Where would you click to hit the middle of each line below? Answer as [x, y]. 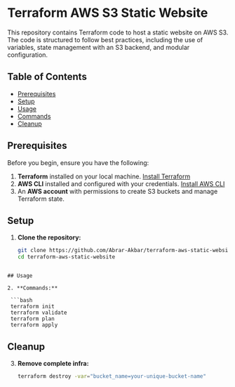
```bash [21, 301]
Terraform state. [41, 199]
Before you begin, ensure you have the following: [78, 162]
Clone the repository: [49, 237]
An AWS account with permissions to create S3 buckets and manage [117, 191]
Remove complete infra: [53, 363]
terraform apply [34, 325]
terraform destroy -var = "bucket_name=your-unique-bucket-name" [112, 376]
